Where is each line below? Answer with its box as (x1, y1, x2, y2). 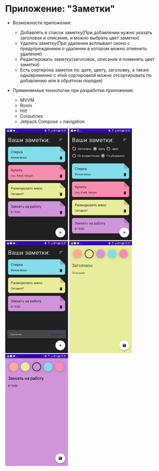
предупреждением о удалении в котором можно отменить (20, 45, 147, 51)
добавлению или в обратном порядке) (20, 77, 103, 84)
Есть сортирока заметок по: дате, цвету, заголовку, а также (20, 66, 149, 73)
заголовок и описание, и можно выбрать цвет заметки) (20, 35, 139, 41)
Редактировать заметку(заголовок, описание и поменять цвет (20, 56, 154, 62)
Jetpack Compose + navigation (20, 118, 85, 124)
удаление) (20, 51, 43, 57)
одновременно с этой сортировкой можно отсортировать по (20, 72, 152, 78)
